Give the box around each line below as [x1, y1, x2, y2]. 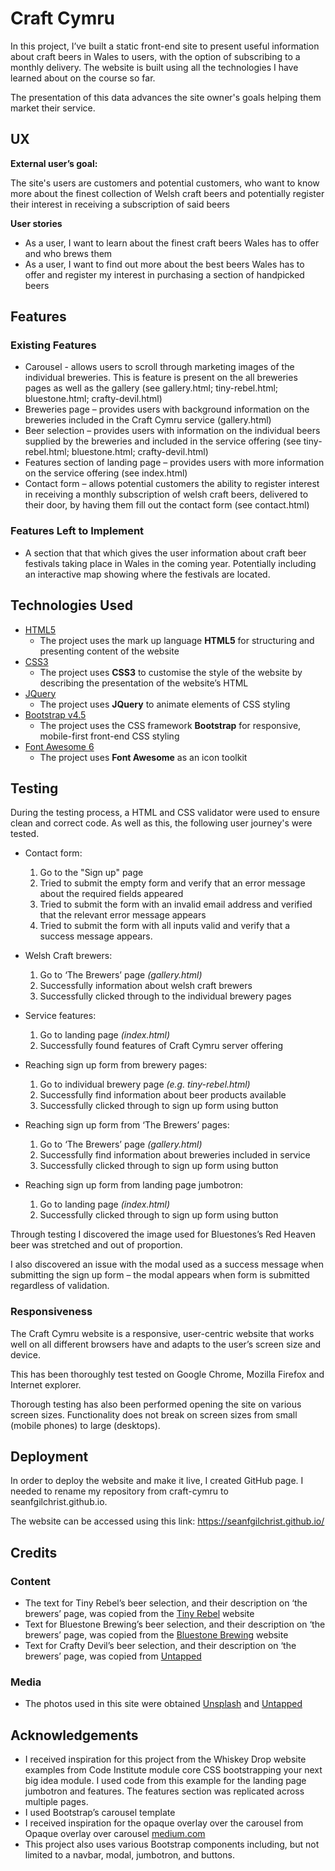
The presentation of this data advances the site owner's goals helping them [10, 91, 322, 103]
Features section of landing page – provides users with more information [24, 457, 325, 469]
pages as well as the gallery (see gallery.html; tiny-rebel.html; [24, 382, 279, 394]
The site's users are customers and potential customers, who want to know [10, 177, 320, 189]
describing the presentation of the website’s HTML [39, 677, 249, 689]
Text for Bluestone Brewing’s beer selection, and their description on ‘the [24, 1618, 326, 1631]
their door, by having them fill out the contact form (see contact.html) [24, 499, 310, 511]
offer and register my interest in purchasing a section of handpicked [24, 268, 305, 281]
